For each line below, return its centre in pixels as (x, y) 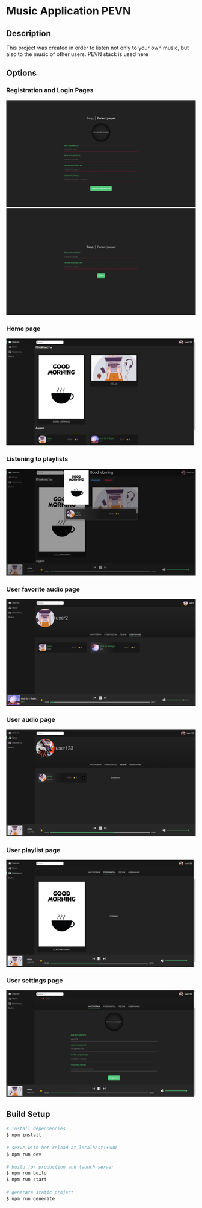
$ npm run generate (31, 1198)
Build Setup (28, 1114)
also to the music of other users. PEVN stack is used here (78, 54)
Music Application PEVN (69, 11)
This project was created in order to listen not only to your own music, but (98, 48)
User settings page (35, 980)
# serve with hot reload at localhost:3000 (62, 1148)
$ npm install (24, 1135)
